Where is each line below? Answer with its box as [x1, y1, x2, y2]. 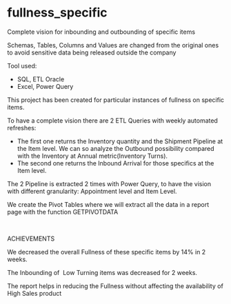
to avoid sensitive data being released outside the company [7, 48, 177, 57]
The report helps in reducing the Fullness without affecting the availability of [7, 281, 224, 290]
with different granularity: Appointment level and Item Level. [7, 187, 177, 195]
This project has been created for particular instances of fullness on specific [7, 95, 225, 104]
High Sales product [7, 289, 62, 297]
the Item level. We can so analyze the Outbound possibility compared [17, 144, 215, 152]
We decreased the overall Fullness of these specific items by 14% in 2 [7, 247, 206, 256]
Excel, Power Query [17, 82, 74, 90]
